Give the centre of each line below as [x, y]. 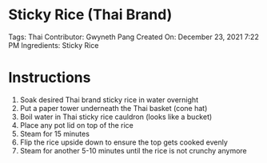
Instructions [50, 78]
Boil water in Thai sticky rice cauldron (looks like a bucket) [116, 117]
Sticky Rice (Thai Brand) [90, 15]
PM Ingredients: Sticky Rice [54, 45]
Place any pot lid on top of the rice [76, 125]
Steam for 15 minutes [55, 133]
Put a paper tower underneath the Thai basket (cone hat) [114, 108]
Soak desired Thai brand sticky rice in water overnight [109, 99]
